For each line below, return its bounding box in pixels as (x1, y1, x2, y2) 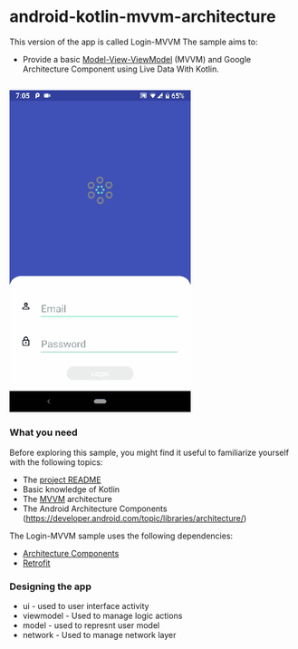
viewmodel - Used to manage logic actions (22, 610, 183, 621)
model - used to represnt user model (22, 619, 160, 631)
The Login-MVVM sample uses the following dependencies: (9, 530, 234, 541)
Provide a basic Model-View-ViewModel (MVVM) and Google (22, 53, 252, 64)
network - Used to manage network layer (22, 629, 177, 640)
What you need (9, 426, 79, 439)
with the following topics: (9, 456, 103, 468)
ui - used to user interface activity (22, 600, 149, 611)
